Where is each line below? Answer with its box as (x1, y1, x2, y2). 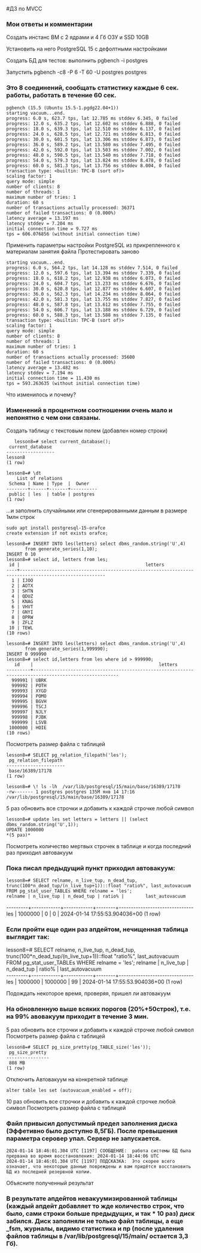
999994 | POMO (11, 693, 47, 699)
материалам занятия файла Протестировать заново (6, 247, 139, 255)
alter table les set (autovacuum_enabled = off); (6, 1087, 133, 1093)
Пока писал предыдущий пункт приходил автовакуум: (6, 864, 175, 872)
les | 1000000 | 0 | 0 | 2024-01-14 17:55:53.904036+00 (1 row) (6, 910, 161, 918)
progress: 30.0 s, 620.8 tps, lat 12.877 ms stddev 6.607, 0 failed (6, 285, 181, 292)
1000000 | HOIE (8, 724, 47, 730)
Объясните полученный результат (6, 1180, 94, 1187)
